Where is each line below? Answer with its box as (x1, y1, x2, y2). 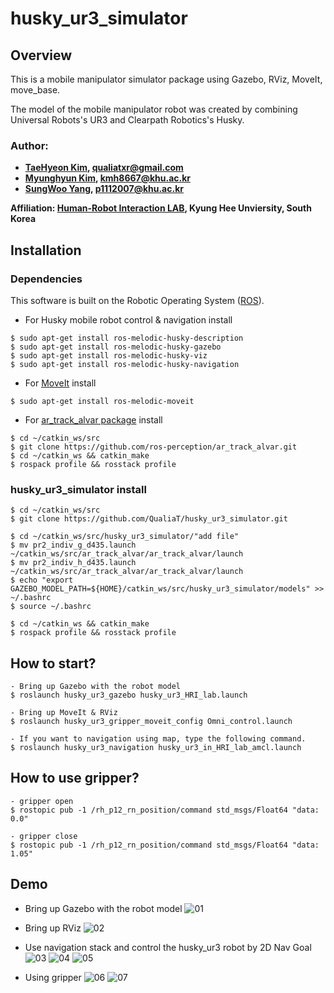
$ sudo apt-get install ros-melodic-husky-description (10, 333, 244, 343)
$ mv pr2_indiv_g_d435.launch (10, 540, 137, 551)
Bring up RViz (24, 922, 82, 934)
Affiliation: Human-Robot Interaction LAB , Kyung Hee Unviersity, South (10, 202, 312, 214)
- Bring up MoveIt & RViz (10, 708, 118, 718)
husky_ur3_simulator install (10, 482, 147, 496)
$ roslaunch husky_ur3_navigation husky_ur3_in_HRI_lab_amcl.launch (10, 743, 302, 753)
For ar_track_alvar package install (24, 413, 163, 426)
